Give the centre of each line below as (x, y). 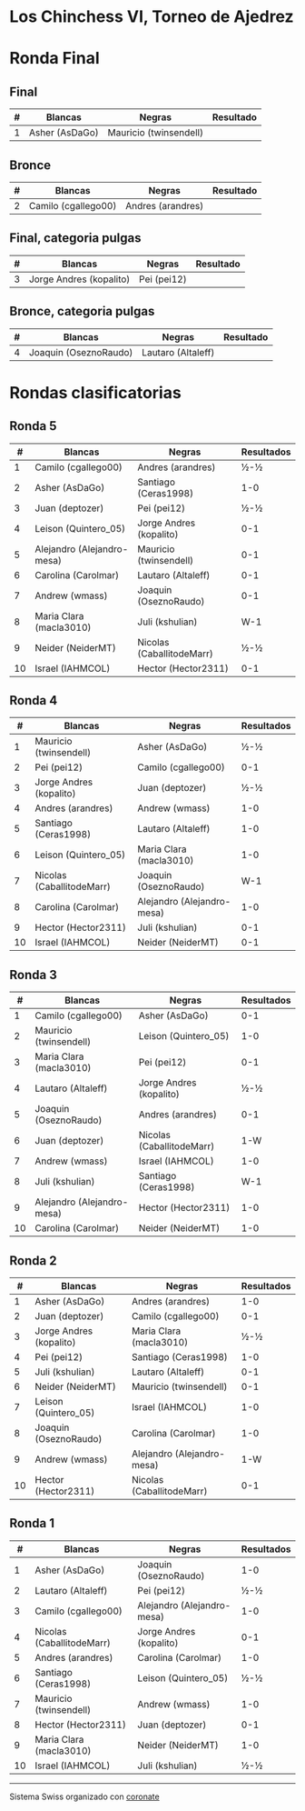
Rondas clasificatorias (95, 392)
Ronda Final (54, 59)
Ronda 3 (33, 975)
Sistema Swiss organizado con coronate (85, 1796)
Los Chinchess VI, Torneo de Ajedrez (152, 17)
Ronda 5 (33, 426)
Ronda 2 (33, 1261)
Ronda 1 (32, 1523)
